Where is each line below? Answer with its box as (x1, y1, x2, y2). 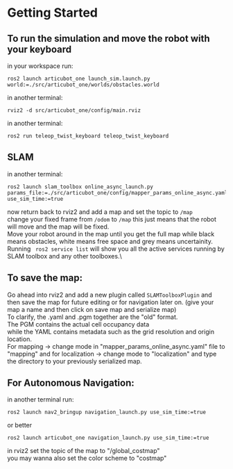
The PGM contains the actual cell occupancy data (7, 320, 150, 328)
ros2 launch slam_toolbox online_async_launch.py (7, 183, 154, 190)
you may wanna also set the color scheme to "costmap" (7, 454, 167, 463)
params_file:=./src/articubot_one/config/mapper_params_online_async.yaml (7, 189, 228, 196)
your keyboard (7, 43, 72, 55)
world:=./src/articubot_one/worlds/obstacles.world (7, 81, 159, 88)
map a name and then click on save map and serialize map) (7, 305, 177, 313)
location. (7, 335, 33, 343)
